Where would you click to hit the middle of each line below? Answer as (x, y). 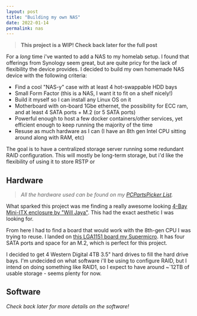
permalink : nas (25, 28)
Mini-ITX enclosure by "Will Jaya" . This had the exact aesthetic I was (90, 213)
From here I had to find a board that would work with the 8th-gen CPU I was (98, 230)
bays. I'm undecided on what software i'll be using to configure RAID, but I (96, 261)
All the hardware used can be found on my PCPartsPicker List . (97, 195)
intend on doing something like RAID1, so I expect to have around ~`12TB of (98, 267)
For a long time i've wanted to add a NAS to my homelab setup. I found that (98, 56)
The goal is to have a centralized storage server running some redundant (95, 149)
